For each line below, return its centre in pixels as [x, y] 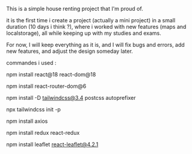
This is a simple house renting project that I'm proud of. [75, 9]
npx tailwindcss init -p [34, 109]
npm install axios [27, 121]
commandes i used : [31, 63]
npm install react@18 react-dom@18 [51, 74]
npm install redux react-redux [43, 133]
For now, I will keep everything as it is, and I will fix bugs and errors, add [95, 45]
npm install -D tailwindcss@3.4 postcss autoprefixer [71, 98]
